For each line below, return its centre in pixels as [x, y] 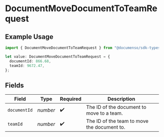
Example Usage [29, 37]
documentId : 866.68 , [30, 61]
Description [121, 99]
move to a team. [104, 113]
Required [71, 99]
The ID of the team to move [117, 121]
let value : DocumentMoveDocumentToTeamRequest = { [58, 56]
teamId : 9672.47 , [27, 66]
